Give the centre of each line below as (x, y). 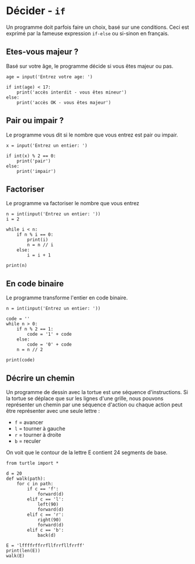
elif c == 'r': (46, 515)
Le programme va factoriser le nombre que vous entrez (73, 203)
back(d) (47, 535)
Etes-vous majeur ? (42, 52)
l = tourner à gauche (40, 428)
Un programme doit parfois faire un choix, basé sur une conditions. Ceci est (97, 27)
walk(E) (16, 556)
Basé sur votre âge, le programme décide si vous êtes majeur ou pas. (90, 66)
